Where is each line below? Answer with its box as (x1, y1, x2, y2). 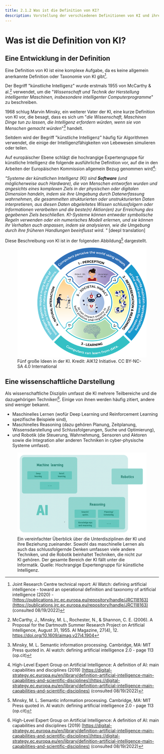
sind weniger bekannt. (5, 402, 50, 408)
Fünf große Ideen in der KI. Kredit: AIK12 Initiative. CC (17, 358, 125, 364)
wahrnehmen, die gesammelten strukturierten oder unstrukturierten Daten (5, 196, 155, 202)
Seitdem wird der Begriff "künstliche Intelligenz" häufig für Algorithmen (5, 135, 149, 141)
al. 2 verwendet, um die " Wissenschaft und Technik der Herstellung (5, 88, 140, 95)
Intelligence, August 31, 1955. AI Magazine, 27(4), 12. (12, 628, 119, 633)
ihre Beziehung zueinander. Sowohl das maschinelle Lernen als (17, 541, 144, 547)
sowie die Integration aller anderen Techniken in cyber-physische (12, 437, 144, 443)
